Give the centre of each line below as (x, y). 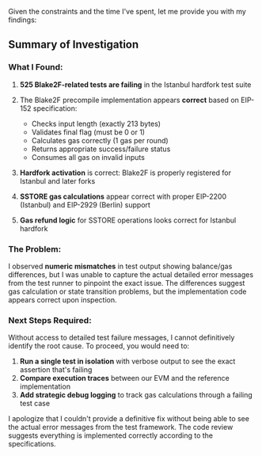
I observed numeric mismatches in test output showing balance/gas (120, 266)
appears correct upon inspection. (63, 299)
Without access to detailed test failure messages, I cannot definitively (122, 338)
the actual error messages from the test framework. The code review (121, 427)
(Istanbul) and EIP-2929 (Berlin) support (85, 204)
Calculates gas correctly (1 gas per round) (100, 140)
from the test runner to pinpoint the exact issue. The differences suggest (127, 283)
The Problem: (35, 249)
